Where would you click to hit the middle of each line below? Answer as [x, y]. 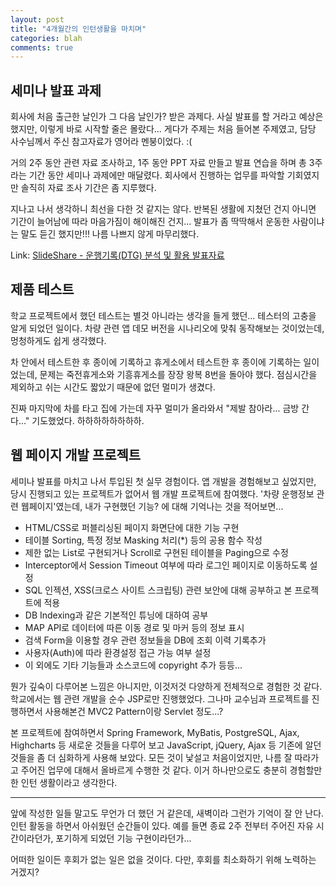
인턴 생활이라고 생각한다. [69, 782]
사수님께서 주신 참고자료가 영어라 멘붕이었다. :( [101, 142]
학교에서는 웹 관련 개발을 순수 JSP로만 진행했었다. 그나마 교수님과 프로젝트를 [160, 698]
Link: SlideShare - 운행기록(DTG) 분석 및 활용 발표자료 [117, 255]
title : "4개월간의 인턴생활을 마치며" [78, 29]
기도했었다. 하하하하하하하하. [88, 420]
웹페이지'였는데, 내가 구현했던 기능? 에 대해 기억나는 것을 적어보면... [152, 506]
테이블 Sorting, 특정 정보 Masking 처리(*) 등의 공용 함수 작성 [143, 540]
